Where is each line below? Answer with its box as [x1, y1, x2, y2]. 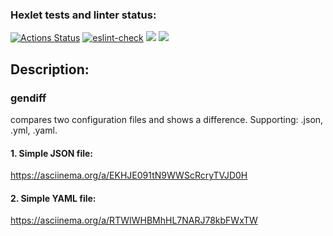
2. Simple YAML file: [10, 192, 97, 204]
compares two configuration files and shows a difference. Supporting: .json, [10, 113, 324, 125]
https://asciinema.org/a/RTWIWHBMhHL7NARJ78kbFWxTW [10, 214, 258, 227]
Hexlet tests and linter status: [10, 8, 157, 22]
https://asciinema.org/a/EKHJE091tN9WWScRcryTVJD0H [10, 169, 248, 182]
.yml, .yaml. [10, 124, 58, 136]
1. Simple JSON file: [10, 147, 94, 159]
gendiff [10, 91, 47, 105]
